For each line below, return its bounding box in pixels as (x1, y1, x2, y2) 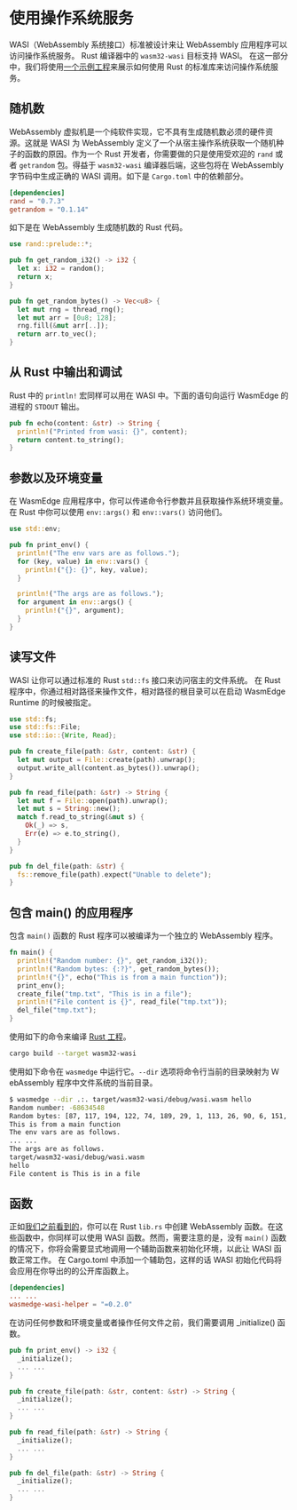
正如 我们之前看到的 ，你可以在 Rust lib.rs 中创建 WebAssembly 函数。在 (9, 1221, 277, 1232)
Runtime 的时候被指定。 (9, 696, 96, 707)
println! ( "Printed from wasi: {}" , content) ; (17, 427, 189, 436)
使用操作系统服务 (9, 8, 135, 28)
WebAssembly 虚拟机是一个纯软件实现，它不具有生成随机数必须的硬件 (9, 126, 266, 137)
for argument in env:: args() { (17, 598, 133, 607)
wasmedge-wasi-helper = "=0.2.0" (9, 1300, 133, 1309)
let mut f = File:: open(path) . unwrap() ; (17, 796, 168, 805)
